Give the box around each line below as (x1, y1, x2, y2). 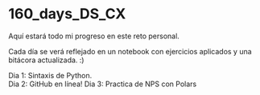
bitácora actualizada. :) (8, 55, 85, 65)
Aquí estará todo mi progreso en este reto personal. (8, 31, 180, 41)
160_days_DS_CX (8, 5, 126, 23)
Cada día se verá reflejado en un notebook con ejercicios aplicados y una (8, 46, 252, 56)
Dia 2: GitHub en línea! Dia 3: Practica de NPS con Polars (8, 79, 197, 89)
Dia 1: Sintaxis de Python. (8, 70, 93, 80)
